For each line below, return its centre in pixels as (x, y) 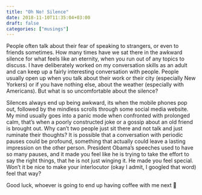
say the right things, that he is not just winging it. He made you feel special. (100, 160)
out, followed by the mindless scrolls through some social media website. (97, 109)
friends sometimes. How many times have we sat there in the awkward (94, 53)
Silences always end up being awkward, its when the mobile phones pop (97, 103)
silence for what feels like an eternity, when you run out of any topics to (95, 59)
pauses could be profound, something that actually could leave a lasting (96, 141)
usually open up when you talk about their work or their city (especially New (101, 78)
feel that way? (24, 174)
